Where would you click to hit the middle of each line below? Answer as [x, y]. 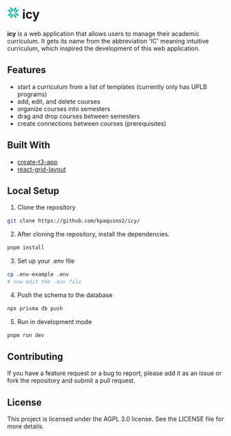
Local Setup [33, 190]
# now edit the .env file [44, 282]
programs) [32, 94]
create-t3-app [37, 162]
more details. [26, 426]
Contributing [35, 357]
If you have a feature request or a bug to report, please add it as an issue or [114, 373]
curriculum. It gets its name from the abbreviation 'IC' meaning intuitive [108, 41]
